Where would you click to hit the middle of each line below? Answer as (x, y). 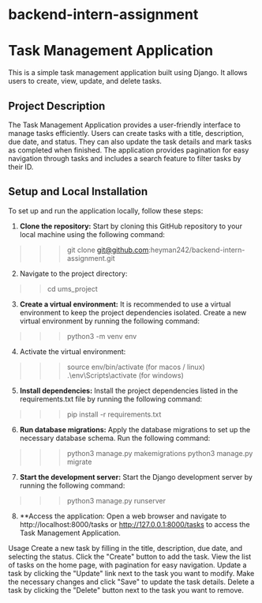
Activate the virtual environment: (73, 351)
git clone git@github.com (108, 250)
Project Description (57, 106)
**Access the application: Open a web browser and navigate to (123, 516)
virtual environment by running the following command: (109, 321)
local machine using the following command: (92, 234)
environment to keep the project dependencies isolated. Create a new (133, 312)
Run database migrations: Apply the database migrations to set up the (135, 429)
